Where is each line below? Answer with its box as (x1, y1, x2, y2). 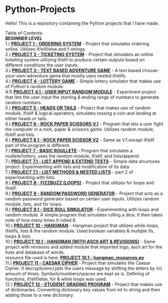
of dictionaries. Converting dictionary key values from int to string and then (5, 286, 160, 292)
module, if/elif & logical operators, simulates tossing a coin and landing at (5, 110, 156, 116)
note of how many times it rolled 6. (5, 217, 77, 223)
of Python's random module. (5, 83, 64, 89)
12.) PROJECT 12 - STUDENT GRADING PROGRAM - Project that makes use (5, 281, 162, 287)
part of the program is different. (5, 142, 71, 148)
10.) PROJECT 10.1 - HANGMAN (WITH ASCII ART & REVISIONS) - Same (5, 238, 155, 245)
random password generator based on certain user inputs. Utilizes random (5, 195, 159, 202)
